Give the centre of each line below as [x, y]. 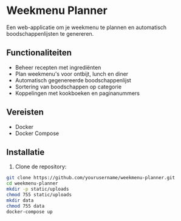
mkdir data [20, 200]
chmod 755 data [26, 206]
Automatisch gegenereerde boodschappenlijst [73, 80]
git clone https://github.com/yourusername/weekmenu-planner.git [90, 178]
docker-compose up [29, 212]
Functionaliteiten [39, 53]
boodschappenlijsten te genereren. [50, 33]
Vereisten [25, 112]
